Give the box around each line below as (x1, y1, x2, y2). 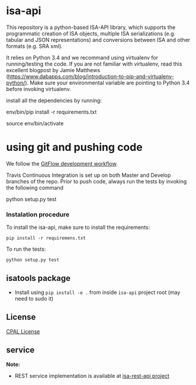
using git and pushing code (6, 141, 143, 154)
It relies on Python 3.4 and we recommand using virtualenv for (6, 54, 159, 61)
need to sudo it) (14, 295, 54, 302)
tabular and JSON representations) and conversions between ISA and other (6, 36, 191, 43)
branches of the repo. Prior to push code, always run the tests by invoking (6, 177, 187, 185)
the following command (6, 184, 64, 191)
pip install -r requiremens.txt (6, 235, 86, 241)
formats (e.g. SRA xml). (6, 43, 63, 50)
